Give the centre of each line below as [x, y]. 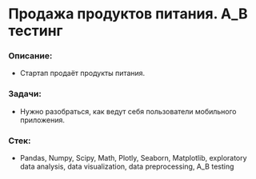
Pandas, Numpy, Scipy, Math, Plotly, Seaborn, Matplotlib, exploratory [133, 158]
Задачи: [25, 94]
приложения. [42, 120]
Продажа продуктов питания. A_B [128, 14]
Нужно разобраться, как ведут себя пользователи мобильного [128, 111]
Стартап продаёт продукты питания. [82, 74]
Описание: [30, 56]
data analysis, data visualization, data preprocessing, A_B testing [127, 167]
